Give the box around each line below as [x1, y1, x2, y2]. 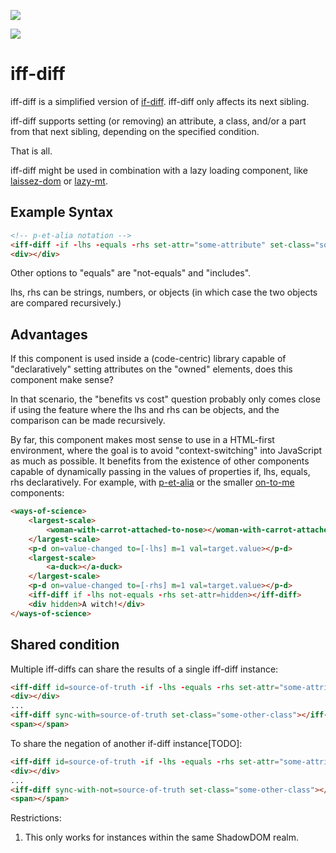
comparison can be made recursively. [10, 415, 166, 427]
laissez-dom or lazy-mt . [10, 175, 108, 187]
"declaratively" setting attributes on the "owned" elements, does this [10, 363, 293, 375]
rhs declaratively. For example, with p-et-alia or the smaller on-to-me [10, 476, 295, 489]
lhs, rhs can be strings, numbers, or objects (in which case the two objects [10, 286, 318, 299]
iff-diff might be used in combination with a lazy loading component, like [10, 164, 308, 176]
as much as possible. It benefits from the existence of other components [10, 455, 310, 467]
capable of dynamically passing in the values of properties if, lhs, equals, [10, 466, 311, 478]
